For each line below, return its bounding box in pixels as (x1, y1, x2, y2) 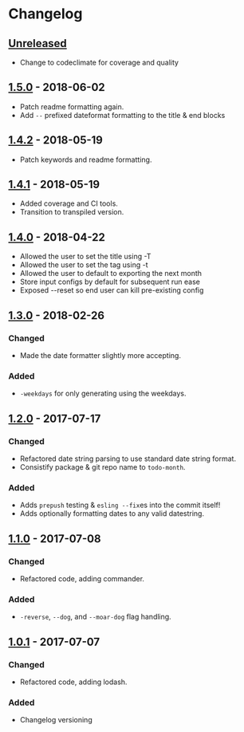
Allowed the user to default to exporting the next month (19, 269, 202, 278)
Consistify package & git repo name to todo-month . (19, 462, 186, 471)
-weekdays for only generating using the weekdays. (19, 388, 187, 399)
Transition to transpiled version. (19, 207, 124, 217)
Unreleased (8, 37, 68, 50)
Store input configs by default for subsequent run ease (19, 277, 201, 287)
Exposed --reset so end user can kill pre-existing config (19, 285, 204, 295)
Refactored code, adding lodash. (19, 677, 128, 687)
